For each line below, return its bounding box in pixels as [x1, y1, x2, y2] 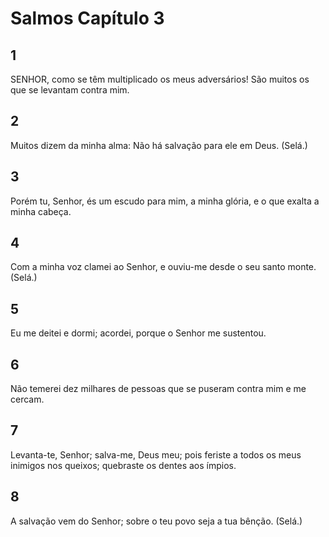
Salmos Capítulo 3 [10, 7, 165, 30]
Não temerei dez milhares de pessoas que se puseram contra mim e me [10, 383, 307, 395]
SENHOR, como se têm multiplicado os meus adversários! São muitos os [10, 73, 310, 85]
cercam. [10, 393, 45, 406]
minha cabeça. [10, 205, 72, 217]
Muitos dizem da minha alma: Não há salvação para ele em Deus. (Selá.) [10, 139, 308, 151]
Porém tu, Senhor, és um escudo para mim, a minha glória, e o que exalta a [10, 195, 320, 207]
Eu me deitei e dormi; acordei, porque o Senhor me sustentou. [10, 327, 267, 339]
